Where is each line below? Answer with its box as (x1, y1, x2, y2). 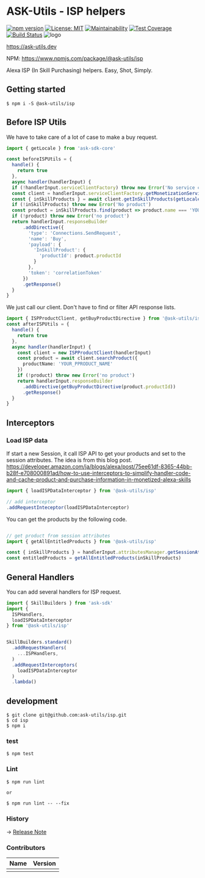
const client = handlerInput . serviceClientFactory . (12, 190, 146, 196)
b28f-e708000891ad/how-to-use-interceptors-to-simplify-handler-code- (6, 470, 191, 476)
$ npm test (6, 751, 34, 757)
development (6, 696, 58, 706)
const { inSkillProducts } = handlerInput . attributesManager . (6, 549, 168, 556)
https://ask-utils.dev (6, 43, 57, 50)
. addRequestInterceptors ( (12, 662, 78, 668)
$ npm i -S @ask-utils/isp (6, 100, 75, 106)
